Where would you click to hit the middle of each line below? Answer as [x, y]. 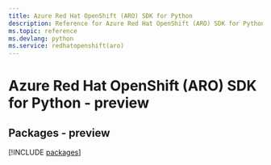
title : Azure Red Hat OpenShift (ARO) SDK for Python [101, 16]
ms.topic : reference [43, 31]
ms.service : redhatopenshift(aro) [67, 46]
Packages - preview [59, 133]
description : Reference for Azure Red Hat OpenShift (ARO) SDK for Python [137, 23]
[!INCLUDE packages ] [45, 152]
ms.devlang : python [41, 38]
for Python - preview [79, 103]
